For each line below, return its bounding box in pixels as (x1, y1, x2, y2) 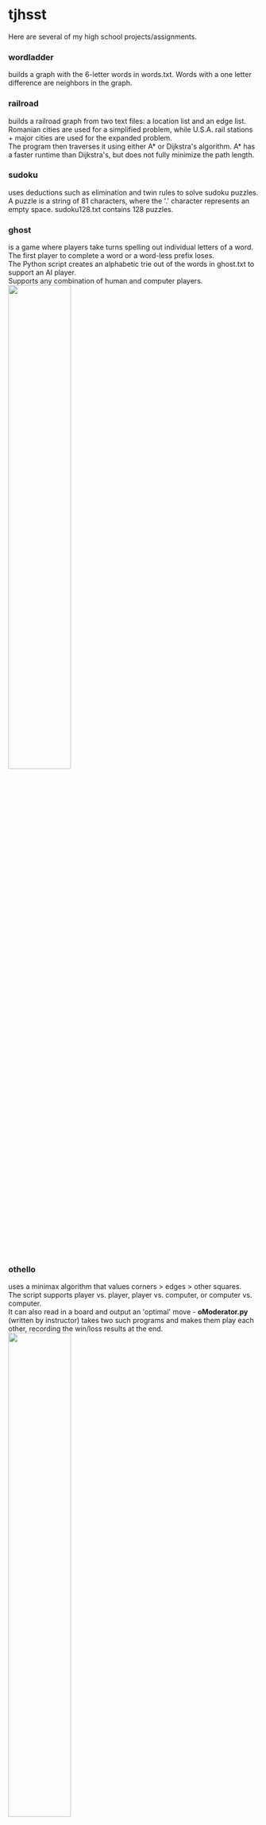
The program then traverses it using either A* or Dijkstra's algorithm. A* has (8, 141, 256, 151)
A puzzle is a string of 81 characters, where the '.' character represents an (8, 196, 250, 206)
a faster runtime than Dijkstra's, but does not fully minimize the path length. (8, 149, 255, 160)
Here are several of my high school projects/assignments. (8, 32, 197, 41)
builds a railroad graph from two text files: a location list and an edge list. (8, 116, 246, 125)
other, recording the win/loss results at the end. (8, 1324, 164, 1333)
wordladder (8, 52, 54, 63)
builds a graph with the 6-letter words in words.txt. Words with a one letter (8, 70, 252, 79)
